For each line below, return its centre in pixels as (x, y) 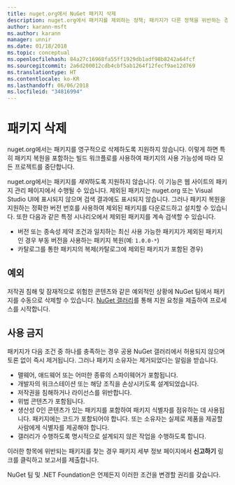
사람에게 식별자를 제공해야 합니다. (63, 427)
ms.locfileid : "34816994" (45, 92)
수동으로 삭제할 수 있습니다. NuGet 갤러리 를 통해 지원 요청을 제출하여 (114, 300)
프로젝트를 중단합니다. (44, 167)
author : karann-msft (37, 27)
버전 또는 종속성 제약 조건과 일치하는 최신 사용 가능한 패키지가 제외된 (111, 232)
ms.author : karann (34, 33)
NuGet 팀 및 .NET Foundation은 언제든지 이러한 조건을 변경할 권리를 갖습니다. (114, 475)
